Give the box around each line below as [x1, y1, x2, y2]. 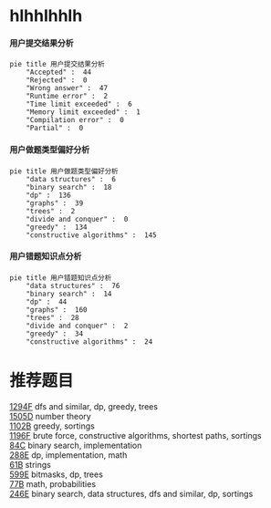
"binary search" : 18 [26, 182, 112, 192]
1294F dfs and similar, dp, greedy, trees [9, 400, 158, 411]
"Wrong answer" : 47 [26, 84, 108, 93]
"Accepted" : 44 [26, 67, 92, 78]
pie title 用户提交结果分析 [9, 60, 105, 69]
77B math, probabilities [9, 478, 97, 489]
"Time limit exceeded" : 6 [26, 99, 132, 109]
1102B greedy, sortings [9, 420, 96, 431]
